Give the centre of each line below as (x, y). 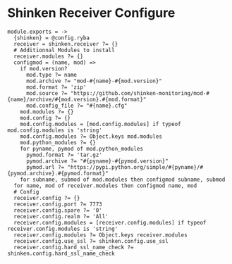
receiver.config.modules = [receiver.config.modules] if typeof (110, 222)
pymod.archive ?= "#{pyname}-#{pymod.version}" (97, 161)
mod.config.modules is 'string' (55, 130)
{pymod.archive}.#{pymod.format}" (58, 173)
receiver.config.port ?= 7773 (58, 204)
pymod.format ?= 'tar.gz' (64, 155)
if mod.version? (44, 68)
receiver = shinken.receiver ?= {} (66, 44)
